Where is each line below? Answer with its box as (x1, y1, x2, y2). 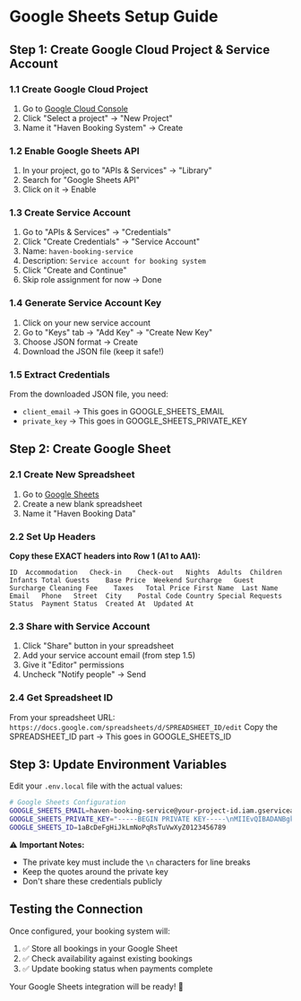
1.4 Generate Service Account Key (9, 297, 162, 309)
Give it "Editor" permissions (21, 659, 125, 670)
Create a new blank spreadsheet (21, 498, 143, 509)
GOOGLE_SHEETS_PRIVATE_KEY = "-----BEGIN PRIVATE (9, 814, 191, 824)
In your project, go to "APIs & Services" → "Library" (21, 165, 212, 176)
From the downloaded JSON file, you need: (9, 388, 168, 400)
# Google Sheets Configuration (9, 798, 126, 807)
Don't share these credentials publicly (21, 875, 163, 886)
